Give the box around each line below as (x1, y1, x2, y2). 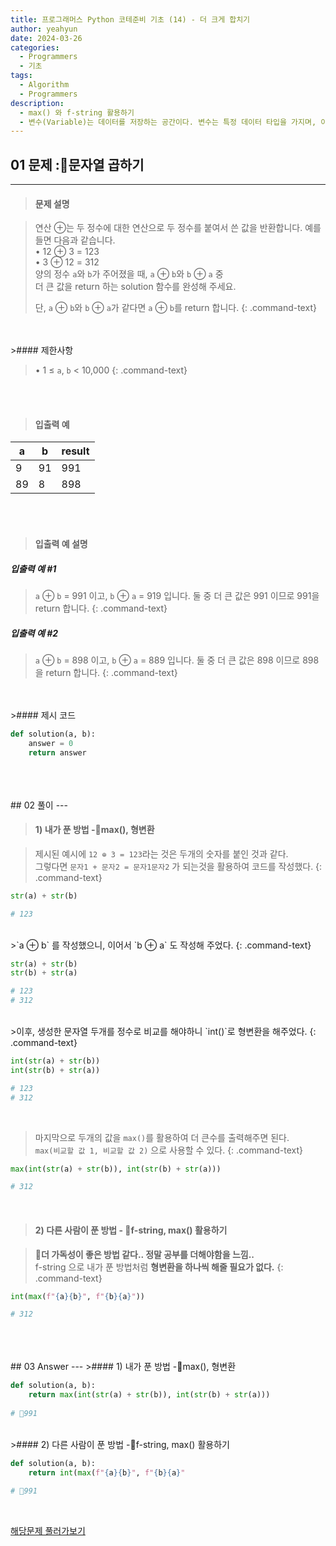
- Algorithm (19, 80, 70, 90)
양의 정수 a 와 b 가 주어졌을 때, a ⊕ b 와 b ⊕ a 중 (34, 268, 224, 280)
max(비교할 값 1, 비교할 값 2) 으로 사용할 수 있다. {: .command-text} (34, 1144, 303, 1156)
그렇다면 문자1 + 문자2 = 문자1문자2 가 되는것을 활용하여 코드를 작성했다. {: (34, 860, 323, 872)
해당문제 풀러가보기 (10, 1525, 86, 1537)
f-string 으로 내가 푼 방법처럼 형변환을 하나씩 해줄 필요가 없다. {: (34, 1261, 284, 1273)
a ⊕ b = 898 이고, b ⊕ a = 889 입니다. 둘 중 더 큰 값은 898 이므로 (34, 654, 301, 666)
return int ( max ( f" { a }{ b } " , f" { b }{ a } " (28, 1467, 186, 1478)
